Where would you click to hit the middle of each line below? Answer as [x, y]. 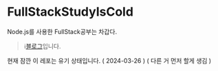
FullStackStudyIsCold [70, 12]
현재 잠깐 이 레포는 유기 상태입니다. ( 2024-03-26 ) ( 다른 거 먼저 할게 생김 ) [109, 60]
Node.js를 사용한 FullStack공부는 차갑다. [62, 31]
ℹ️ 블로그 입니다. [42, 46]
